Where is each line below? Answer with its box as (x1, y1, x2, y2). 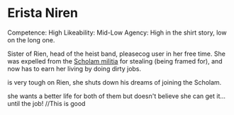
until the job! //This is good (7, 99, 86, 107)
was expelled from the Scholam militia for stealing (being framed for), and (7, 56, 223, 65)
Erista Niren (7, 5, 78, 21)
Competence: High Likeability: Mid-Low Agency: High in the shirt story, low (7, 28, 227, 37)
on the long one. (7, 35, 55, 44)
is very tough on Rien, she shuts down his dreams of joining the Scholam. (7, 78, 222, 86)
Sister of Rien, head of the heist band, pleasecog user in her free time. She (7, 49, 225, 58)
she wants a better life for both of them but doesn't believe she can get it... (7, 92, 225, 100)
